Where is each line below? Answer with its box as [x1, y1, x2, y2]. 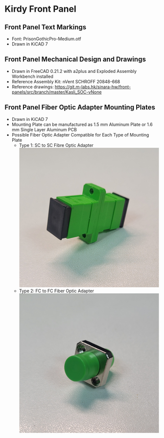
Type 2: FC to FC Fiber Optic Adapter [19, 288, 94, 294]
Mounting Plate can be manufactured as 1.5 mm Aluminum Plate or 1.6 [11, 121, 153, 127]
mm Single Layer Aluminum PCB [11, 126, 77, 133]
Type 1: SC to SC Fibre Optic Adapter [19, 142, 94, 148]
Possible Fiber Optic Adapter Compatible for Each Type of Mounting [11, 132, 149, 138]
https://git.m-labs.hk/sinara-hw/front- [55, 84, 131, 90]
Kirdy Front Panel [4, 3, 76, 15]
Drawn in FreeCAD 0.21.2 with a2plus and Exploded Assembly [11, 68, 137, 74]
